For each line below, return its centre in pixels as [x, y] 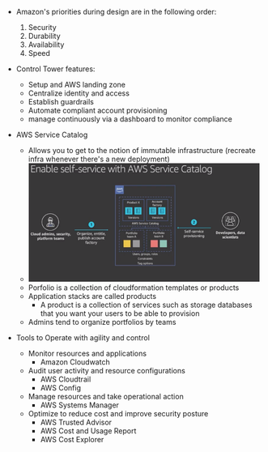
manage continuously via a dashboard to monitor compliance [130, 119]
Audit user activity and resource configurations [107, 370]
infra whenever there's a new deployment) [99, 159]
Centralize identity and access [79, 93]
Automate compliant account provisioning [98, 110]
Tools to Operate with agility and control [83, 337]
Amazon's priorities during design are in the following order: [116, 12]
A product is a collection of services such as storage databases [146, 305]
